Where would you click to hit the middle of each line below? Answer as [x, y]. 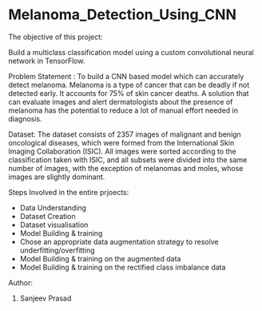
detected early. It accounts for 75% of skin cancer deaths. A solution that [129, 93]
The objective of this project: [56, 37]
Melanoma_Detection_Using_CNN [123, 15]
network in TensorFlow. [47, 61]
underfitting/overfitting [57, 250]
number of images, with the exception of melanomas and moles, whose [126, 168]
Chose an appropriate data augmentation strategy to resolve [119, 241]
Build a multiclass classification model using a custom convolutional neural [131, 52]
